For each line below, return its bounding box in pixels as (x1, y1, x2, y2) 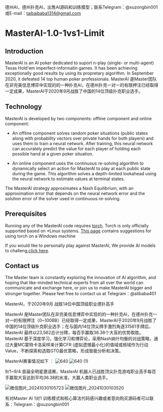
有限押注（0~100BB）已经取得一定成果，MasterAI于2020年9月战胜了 (18, 318, 157, 323)
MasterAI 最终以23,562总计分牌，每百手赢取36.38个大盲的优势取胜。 (5, 330, 144, 336)
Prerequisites (5, 210, 47, 218)
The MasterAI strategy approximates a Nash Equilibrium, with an (5, 185, 134, 191)
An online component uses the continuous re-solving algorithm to (12, 160, 144, 166)
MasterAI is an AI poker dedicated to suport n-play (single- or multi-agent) (5, 60, 154, 66)
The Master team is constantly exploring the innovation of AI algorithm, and (5, 275, 156, 281)
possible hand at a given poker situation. (12, 150, 93, 157)
